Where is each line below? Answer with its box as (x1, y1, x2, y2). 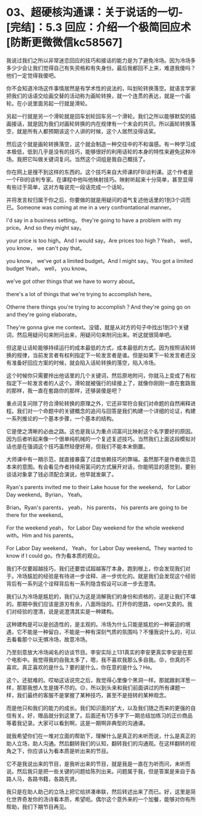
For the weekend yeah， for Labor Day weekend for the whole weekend (6, 524, 185, 531)
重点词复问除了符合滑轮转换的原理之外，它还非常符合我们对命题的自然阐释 (6, 399, 191, 407)
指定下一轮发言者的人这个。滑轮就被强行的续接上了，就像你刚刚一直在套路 (6, 379, 191, 387)
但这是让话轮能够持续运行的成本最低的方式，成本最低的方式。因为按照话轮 (6, 344, 191, 351)
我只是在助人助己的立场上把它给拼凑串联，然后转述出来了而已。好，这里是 (6, 788, 191, 795)
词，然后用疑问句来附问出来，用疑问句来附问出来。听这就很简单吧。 (6, 331, 175, 338)
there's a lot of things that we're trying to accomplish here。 (6, 290, 155, 297)
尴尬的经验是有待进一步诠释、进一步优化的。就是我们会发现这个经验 (26, 572, 196, 580)
